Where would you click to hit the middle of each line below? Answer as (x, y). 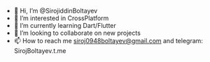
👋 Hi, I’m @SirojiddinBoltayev (56, 11)
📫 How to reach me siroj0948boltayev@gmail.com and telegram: (108, 41)
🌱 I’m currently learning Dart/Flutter (65, 25)
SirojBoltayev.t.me (40, 51)
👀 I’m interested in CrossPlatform (61, 18)
